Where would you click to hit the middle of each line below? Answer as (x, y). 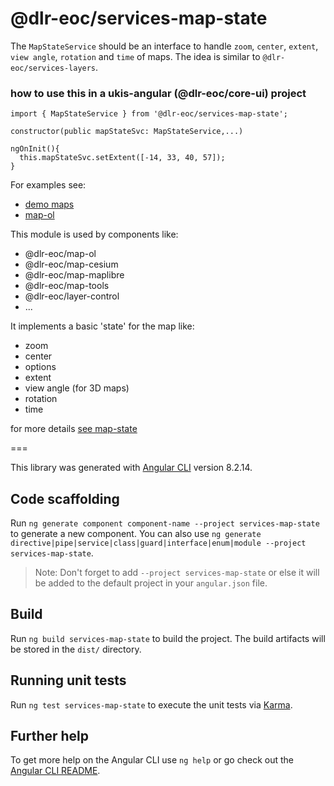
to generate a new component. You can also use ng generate (136, 534)
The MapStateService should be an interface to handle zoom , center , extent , (164, 46)
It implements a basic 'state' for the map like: (102, 326)
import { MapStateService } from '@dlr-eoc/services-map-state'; (149, 114)
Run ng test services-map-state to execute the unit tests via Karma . (151, 704)
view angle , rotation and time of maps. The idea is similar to (135, 56)
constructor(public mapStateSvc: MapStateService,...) (127, 132)
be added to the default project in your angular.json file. (151, 583)
